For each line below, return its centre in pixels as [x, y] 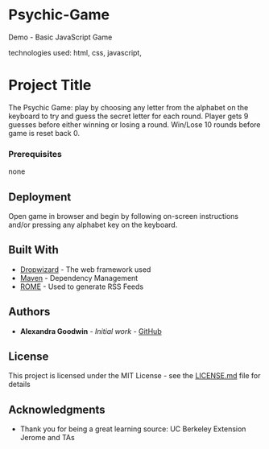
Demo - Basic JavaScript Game [60, 37]
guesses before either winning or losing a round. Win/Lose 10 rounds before [134, 124]
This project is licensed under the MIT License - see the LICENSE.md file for [134, 376]
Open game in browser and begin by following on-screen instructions [124, 216]
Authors [29, 312]
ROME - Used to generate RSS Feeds [81, 286]
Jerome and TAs [47, 438]
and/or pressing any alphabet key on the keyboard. [93, 224]
